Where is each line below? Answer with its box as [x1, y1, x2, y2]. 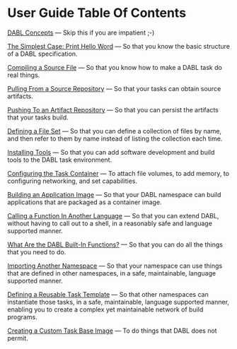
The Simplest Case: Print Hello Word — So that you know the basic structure [7, 42, 230, 50]
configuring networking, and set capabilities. [7, 177, 138, 185]
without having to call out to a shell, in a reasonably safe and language [7, 219, 212, 227]
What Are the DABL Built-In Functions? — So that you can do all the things [7, 240, 223, 249]
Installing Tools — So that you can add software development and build [7, 148, 215, 156]
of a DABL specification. [7, 49, 78, 58]
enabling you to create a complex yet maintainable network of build [7, 305, 204, 314]
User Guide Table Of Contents [7, 5, 186, 21]
